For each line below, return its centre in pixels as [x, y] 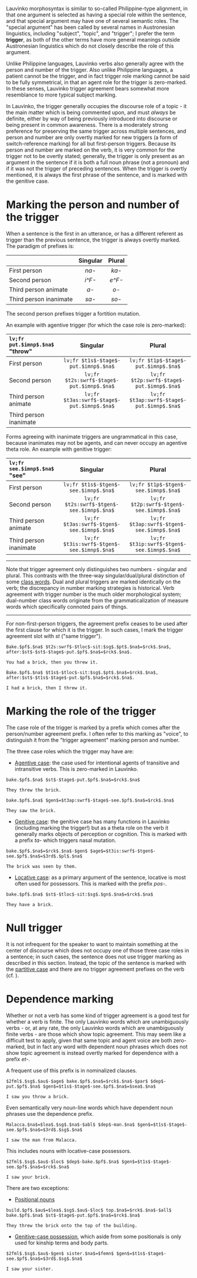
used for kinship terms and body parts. [62, 1243]
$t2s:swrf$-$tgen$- [92, 504]
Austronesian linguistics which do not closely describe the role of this [90, 46]
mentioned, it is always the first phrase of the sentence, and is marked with [97, 175]
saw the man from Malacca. [44, 1140]
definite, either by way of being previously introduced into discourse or [92, 119]
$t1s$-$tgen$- [101, 484]
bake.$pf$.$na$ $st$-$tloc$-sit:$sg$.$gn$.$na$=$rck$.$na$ [80, 894]
